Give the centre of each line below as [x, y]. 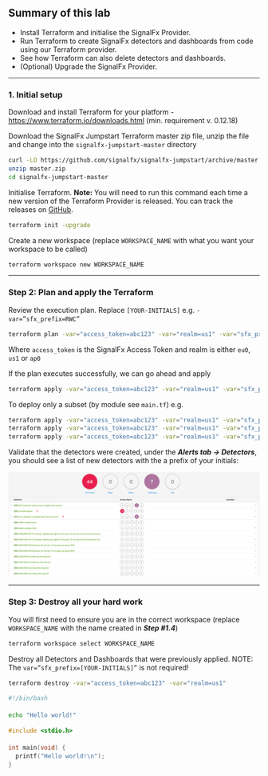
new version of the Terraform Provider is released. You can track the [121, 201]
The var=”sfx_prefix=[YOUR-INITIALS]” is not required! [99, 667]
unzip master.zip [37, 168]
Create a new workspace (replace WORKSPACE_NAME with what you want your [131, 240]
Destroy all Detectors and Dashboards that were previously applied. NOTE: [131, 658]
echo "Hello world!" [43, 715]
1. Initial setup [35, 94]
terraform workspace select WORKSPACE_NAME [82, 643]
